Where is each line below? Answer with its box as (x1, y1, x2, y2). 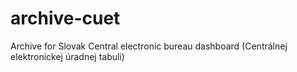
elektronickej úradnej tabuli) (10, 50, 125, 62)
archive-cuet (10, 7, 121, 30)
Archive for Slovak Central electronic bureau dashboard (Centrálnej (10, 40, 288, 52)
